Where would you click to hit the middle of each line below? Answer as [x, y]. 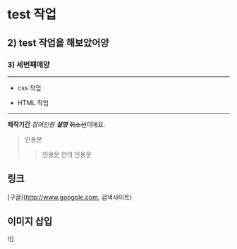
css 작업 [29, 87]
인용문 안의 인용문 [67, 154]
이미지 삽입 [30, 222]
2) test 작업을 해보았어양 [58, 43]
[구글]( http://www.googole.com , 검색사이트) [70, 197]
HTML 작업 [33, 102]
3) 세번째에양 [29, 64]
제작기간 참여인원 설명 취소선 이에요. [56, 124]
